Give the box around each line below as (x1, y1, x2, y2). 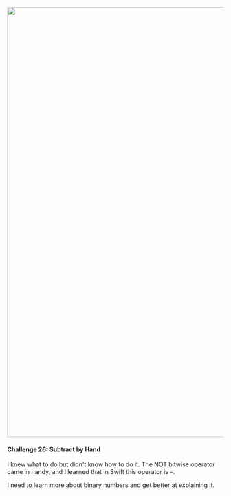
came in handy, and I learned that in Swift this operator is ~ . (7, 468, 175, 476)
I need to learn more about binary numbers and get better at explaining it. (7, 481, 215, 489)
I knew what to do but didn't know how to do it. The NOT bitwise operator (7, 460, 215, 468)
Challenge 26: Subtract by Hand (7, 445, 101, 453)
